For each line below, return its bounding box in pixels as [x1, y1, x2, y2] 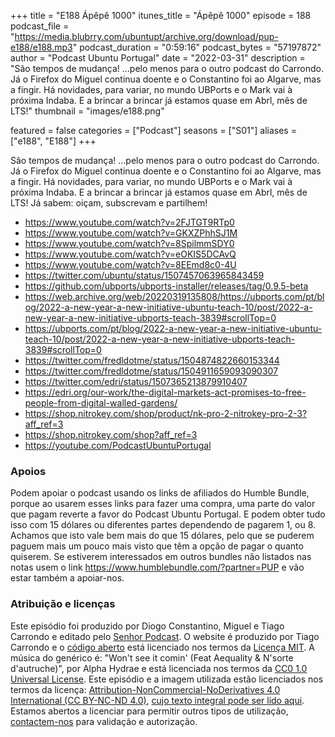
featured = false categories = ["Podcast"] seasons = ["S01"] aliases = [10, 125, 297, 136]
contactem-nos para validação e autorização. [10, 715, 198, 727]
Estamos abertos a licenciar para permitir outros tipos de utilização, [10, 705, 289, 717]
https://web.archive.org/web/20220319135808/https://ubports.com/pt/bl [24, 291, 325, 302]
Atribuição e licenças [10, 597, 116, 611]
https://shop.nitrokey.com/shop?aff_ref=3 [24, 429, 198, 440]
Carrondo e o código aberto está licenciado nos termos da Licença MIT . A [10, 641, 315, 653]
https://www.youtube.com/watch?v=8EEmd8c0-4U [24, 259, 237, 270]
